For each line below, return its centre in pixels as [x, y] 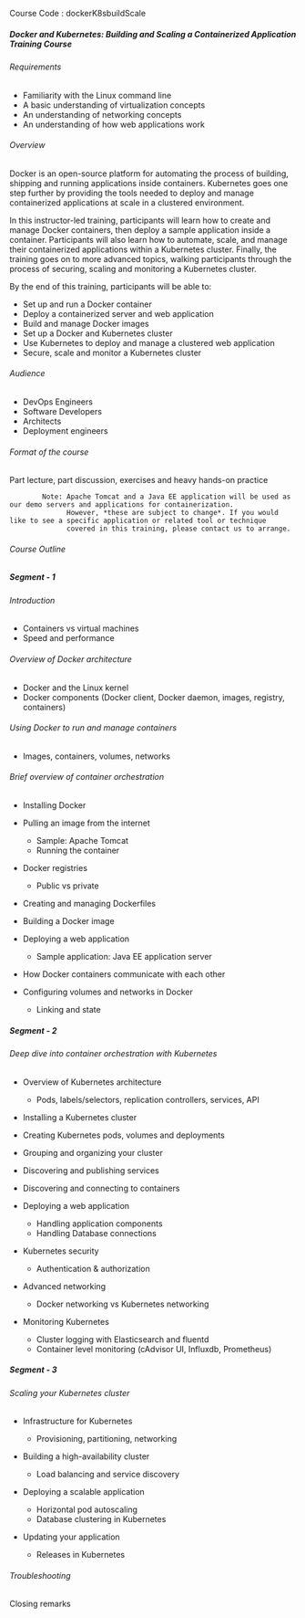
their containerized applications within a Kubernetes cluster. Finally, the [143, 249]
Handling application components [99, 1224]
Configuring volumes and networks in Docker [107, 992]
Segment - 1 [33, 577]
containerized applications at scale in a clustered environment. [127, 202]
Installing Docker [54, 805]
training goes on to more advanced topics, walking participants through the [151, 258]
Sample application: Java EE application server [124, 956]
